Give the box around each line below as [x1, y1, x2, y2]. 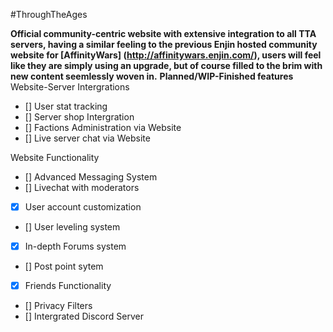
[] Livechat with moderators [24, 182, 140, 193]
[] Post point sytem [24, 260, 104, 273]
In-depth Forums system [24, 240, 127, 253]
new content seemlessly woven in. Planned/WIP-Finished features [10, 70, 294, 82]
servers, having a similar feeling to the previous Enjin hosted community [10, 39, 318, 50]
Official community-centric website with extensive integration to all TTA [10, 28, 317, 39]
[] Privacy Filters [24, 300, 93, 312]
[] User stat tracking [24, 100, 108, 112]
